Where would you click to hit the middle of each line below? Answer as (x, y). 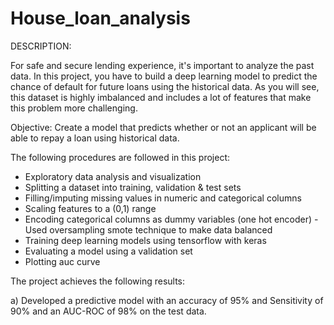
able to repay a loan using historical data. (95, 138)
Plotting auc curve (62, 261)
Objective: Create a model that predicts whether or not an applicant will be (163, 127)
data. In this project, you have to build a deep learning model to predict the (164, 76)
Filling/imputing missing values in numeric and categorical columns (163, 198)
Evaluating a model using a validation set (108, 251)
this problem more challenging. (74, 108)
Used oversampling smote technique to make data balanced (148, 229)
